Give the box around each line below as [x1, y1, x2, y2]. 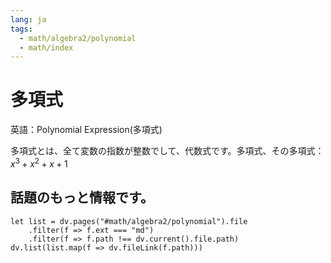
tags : [10, 24, 33, 34]
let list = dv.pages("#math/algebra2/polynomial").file [10, 216, 248, 226]
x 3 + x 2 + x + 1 [10, 156, 68, 170]
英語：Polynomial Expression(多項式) [10, 124, 163, 136]
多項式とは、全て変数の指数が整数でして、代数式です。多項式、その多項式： [10, 145, 325, 157]
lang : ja [10, 14, 47, 25]
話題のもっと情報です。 [10, 189, 154, 206]
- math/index [19, 42, 74, 53]
